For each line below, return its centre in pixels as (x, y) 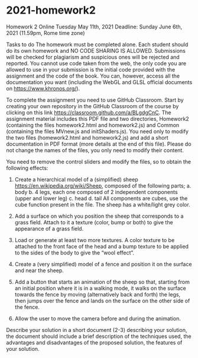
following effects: (27, 168)
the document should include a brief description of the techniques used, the (99, 336)
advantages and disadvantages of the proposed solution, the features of (94, 342)
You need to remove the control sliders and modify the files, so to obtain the (98, 162)
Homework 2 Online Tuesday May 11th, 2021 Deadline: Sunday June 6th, (94, 27)
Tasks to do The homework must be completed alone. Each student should (97, 44)
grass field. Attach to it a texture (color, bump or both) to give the (94, 222)
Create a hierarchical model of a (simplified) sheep (77, 179)
